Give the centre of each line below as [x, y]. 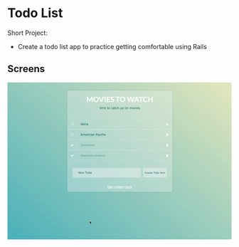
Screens [26, 69]
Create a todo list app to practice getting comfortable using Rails [112, 46]
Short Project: [28, 33]
